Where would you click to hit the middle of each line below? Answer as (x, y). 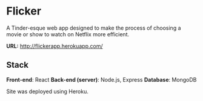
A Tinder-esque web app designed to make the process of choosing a (94, 28)
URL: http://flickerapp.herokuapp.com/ (55, 46)
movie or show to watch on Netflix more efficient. (68, 34)
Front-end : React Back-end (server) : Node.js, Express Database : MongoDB (101, 79)
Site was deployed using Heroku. (48, 91)
